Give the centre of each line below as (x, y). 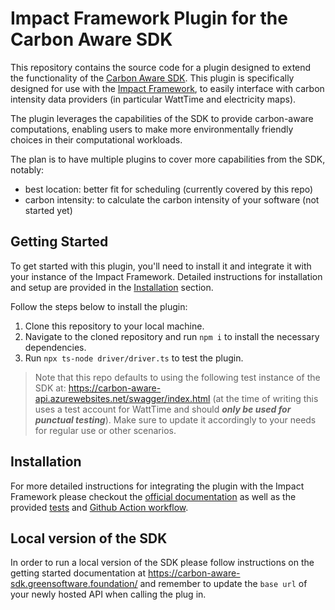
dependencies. (55, 347)
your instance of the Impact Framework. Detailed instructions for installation (166, 276)
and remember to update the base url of (223, 584)
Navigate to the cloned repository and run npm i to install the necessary (172, 336)
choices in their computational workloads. (96, 139)
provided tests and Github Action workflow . (99, 507)
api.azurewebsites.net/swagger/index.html (122, 398)
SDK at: (50, 388)
